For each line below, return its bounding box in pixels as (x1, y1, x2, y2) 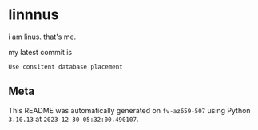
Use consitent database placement (8, 62, 124, 71)
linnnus (8, 6, 59, 24)
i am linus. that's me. (8, 32, 77, 41)
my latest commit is (8, 47, 73, 57)
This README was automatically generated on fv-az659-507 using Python (8, 105, 251, 115)
